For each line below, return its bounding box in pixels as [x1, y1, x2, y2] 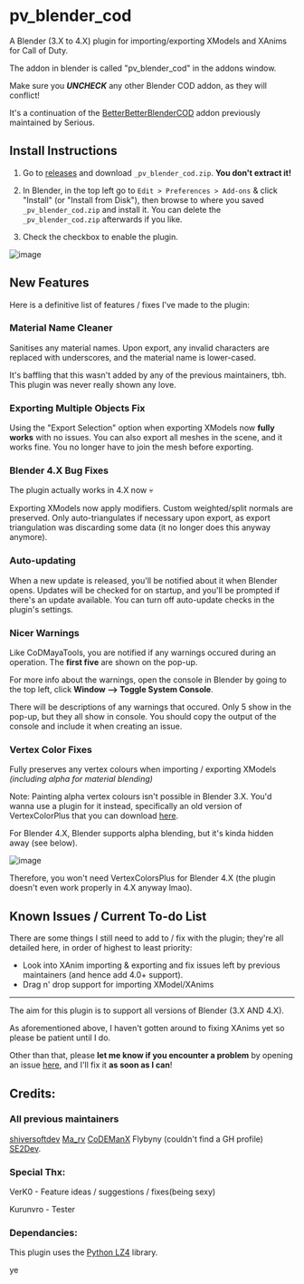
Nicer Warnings [9, 626, 80, 639]
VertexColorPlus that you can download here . [9, 810, 179, 821]
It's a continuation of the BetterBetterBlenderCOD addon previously [9, 107, 261, 118]
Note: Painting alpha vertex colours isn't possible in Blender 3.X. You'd [9, 791, 272, 802]
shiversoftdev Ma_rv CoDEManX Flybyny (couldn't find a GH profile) [9, 1134, 264, 1144]
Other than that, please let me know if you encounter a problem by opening [9, 1050, 293, 1061]
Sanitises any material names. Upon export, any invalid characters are [9, 342, 270, 353]
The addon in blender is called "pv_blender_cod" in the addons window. [9, 63, 277, 73]
